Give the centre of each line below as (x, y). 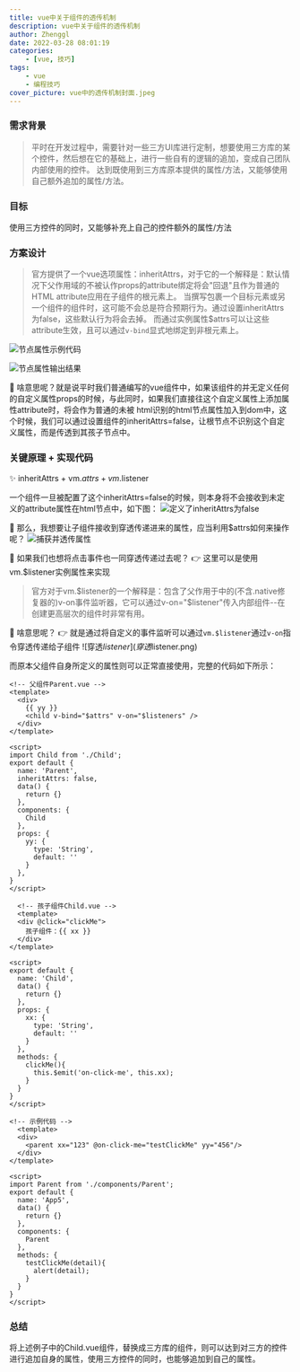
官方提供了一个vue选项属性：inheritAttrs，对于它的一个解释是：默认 (156, 274)
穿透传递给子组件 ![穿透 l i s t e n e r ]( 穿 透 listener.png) (107, 646)
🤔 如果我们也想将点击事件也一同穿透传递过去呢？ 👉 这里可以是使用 (134, 558)
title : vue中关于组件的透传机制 (63, 18)
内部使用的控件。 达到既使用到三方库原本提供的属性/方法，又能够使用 (159, 169)
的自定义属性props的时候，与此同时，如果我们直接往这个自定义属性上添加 (146, 399)
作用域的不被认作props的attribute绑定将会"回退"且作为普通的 (167, 286)
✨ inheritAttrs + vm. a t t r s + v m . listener (79, 478)
